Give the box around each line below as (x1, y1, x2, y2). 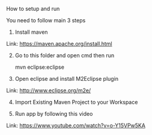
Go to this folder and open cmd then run (14, 52, 115, 59)
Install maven (14, 28, 48, 36)
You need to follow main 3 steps (6, 17, 86, 24)
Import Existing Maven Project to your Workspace (14, 99, 138, 105)
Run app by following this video (14, 110, 93, 117)
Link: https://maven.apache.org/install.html (6, 40, 112, 47)
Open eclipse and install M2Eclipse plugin (14, 75, 119, 82)
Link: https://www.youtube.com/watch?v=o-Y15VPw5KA (6, 122, 146, 129)
